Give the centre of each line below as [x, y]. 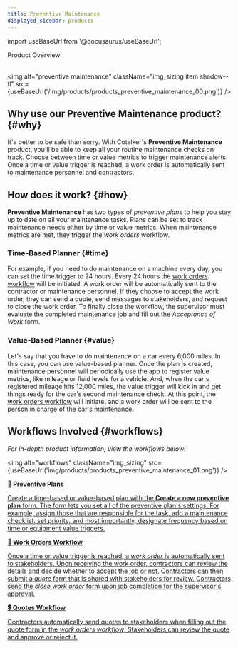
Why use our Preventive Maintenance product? [114, 114]
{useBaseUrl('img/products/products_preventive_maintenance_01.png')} [113, 470]
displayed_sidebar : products [51, 21]
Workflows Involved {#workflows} [86, 431]
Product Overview [34, 55]
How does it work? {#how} [68, 194]
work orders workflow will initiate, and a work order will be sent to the [110, 401]
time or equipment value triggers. [56, 528]
